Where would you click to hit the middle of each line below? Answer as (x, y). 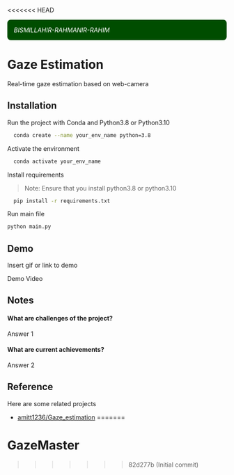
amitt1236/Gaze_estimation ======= (71, 417)
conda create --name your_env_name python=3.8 (82, 135)
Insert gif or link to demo (42, 265)
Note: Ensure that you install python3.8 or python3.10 (100, 188)
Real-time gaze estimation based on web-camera (78, 83)
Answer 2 (21, 365)
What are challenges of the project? (60, 319)
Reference (30, 387)
